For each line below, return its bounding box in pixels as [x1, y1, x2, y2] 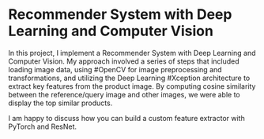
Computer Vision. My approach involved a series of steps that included [8, 57, 239, 66]
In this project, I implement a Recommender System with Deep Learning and [8, 48, 256, 57]
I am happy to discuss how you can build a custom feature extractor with [8, 113, 245, 123]
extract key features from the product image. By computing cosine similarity [8, 81, 256, 91]
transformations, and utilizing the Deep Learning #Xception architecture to [8, 73, 251, 82]
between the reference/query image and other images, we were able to [8, 90, 240, 99]
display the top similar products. [8, 98, 113, 108]
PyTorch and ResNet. [8, 122, 77, 131]
